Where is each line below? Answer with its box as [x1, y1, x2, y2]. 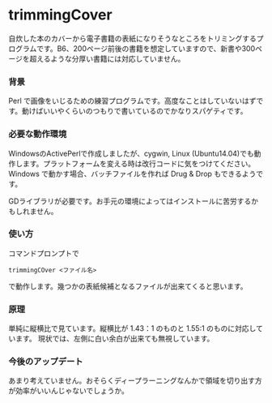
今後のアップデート [8, 356, 83, 367]
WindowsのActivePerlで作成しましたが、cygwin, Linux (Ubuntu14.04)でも [8, 148, 254, 158]
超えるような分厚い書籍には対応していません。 [29, 54, 185, 63]
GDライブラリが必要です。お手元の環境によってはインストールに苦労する [8, 196, 252, 206]
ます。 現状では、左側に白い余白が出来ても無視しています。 [15, 334, 215, 344]
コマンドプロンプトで [8, 248, 79, 258]
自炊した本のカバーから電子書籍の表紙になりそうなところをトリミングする [8, 33, 257, 43]
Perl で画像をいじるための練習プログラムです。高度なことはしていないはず [8, 96, 257, 106]
